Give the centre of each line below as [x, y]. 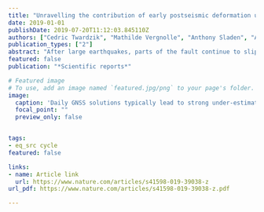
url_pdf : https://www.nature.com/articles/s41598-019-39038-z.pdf [119, 189]
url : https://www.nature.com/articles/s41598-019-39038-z [112, 181]
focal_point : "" [42, 110]
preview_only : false [49, 117]
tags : [17, 138]
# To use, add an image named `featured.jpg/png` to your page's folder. [132, 88]
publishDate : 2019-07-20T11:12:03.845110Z [79, 30]
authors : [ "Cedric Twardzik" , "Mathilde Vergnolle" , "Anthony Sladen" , [128, 37]
